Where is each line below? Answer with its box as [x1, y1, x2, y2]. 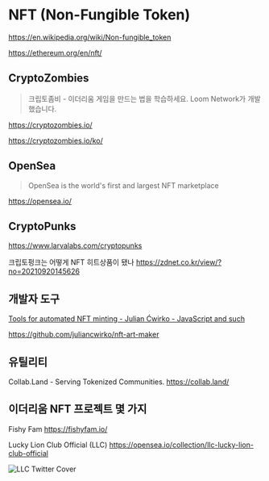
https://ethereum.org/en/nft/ [8, 48, 102, 57]
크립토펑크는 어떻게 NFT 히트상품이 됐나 [8, 257, 134, 267]
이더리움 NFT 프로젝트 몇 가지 [8, 402, 147, 416]
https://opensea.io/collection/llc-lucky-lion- [109, 440, 254, 450]
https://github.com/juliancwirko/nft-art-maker [8, 329, 159, 340]
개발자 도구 [8, 292, 60, 306]
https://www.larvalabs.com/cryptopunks [8, 240, 143, 251]
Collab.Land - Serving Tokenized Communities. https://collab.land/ [8, 377, 230, 387]
